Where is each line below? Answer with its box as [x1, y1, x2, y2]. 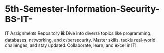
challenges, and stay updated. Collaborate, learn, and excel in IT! [5, 42, 137, 48]
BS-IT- [5, 14, 33, 25]
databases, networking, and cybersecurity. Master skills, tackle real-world [5, 37, 156, 43]
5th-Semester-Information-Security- [5, 3, 160, 15]
